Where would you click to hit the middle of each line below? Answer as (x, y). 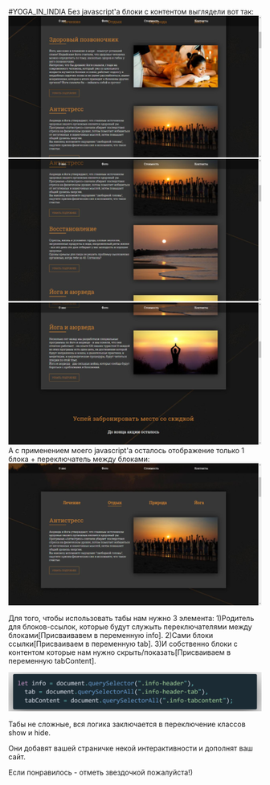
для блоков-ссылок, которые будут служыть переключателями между (130, 627)
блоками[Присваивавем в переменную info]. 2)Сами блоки (111, 636)
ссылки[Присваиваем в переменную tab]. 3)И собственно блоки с (123, 644)
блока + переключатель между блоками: (79, 459)
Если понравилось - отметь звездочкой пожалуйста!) (100, 773)
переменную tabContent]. (52, 661)
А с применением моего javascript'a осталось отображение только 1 (127, 451)
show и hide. (29, 733)
